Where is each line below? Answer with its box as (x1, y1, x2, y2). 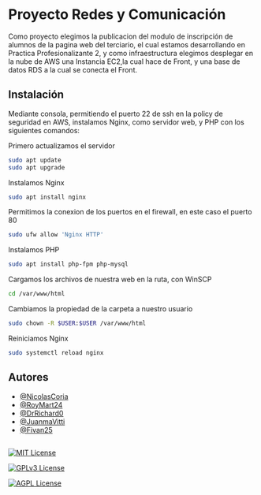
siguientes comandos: (8, 125, 80, 135)
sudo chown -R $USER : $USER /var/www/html (8, 319, 147, 327)
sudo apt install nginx (8, 193, 87, 201)
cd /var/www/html (8, 290, 65, 298)
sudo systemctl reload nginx (8, 348, 104, 356)
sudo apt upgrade (8, 163, 65, 171)
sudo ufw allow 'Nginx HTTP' (8, 231, 104, 239)
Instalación (8, 88, 65, 102)
